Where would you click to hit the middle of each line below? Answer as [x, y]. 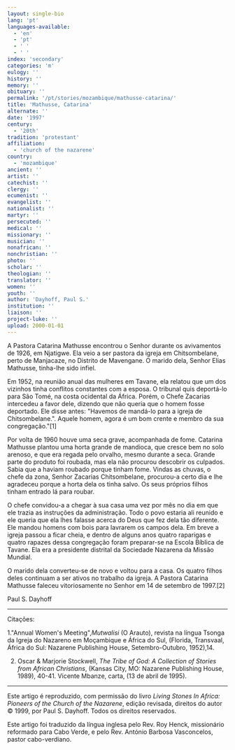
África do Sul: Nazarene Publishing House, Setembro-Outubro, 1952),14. [111, 647]
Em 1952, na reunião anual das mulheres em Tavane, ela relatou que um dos [117, 381]
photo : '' [22, 261]
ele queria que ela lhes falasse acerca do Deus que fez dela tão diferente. [113, 520]
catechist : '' [28, 182]
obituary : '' [26, 92]
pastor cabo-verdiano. [40, 739]
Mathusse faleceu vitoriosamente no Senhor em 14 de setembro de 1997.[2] [116, 585]
